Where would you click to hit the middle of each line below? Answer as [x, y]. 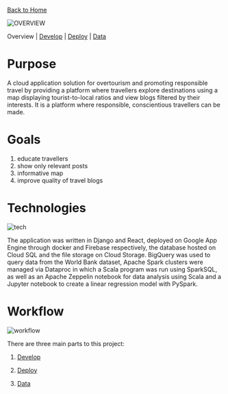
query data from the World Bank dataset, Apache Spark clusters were [105, 262]
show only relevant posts [52, 166]
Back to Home [27, 10]
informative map [40, 173]
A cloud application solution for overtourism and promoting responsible [107, 83]
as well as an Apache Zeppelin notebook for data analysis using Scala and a [114, 276]
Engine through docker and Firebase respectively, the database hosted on [112, 247]
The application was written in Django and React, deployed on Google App [112, 240]
